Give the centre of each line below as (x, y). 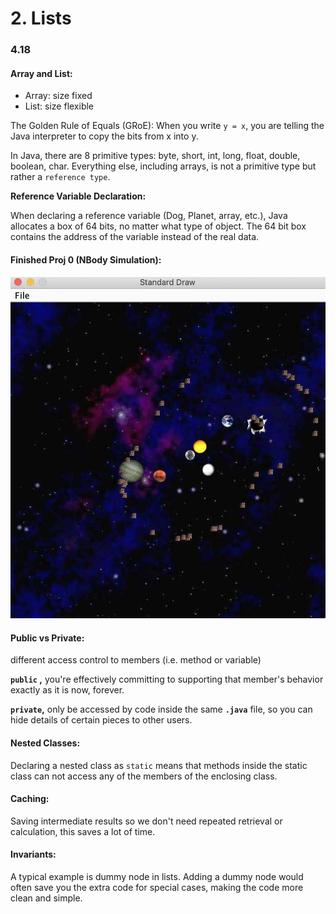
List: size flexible (59, 106)
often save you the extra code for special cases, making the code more (157, 888)
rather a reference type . (60, 177)
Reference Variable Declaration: (78, 196)
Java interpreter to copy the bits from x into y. (104, 136)
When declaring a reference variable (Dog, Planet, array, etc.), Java (149, 216)
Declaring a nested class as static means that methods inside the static (159, 765)
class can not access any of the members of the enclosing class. (144, 776)
